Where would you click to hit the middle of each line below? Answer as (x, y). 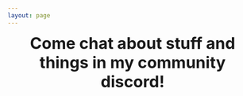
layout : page (29, 15)
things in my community (133, 62)
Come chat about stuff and (133, 43)
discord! (133, 81)
